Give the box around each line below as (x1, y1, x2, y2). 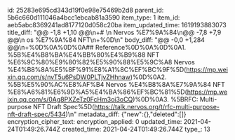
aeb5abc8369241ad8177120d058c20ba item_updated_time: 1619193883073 (7, 21, 227, 29)
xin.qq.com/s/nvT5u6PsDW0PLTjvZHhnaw (7, 73, 131, 81)
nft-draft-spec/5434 (7, 110, 67, 118)
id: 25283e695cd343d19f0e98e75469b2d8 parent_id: (7, 6, 164, 14)
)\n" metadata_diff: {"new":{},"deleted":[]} (65, 110, 187, 118)
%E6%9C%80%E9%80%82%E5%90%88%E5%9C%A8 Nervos (7, 58, 195, 66)
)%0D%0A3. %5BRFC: (132, 95, 199, 104)
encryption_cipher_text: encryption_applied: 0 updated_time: (7, 118, 182, 125)
